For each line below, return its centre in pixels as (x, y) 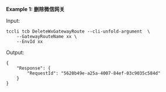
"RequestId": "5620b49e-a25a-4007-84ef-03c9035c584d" (94, 73)
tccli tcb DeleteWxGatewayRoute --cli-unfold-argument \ (78, 31)
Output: (15, 52)
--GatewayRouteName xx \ (47, 37)
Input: (13, 21)
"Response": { (34, 68)
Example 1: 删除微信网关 (35, 9)
